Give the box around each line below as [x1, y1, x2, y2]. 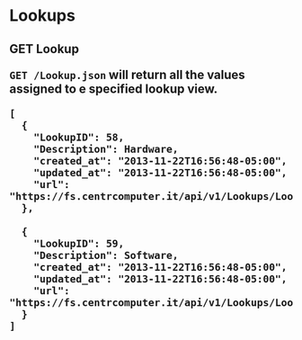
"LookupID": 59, [32, 237, 125, 250]
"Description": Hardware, [32, 142, 179, 156]
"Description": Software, [32, 248, 179, 262]
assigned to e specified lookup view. [9, 81, 218, 96]
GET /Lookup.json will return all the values [9, 67, 245, 82]
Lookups [9, 5, 76, 26]
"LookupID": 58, [32, 130, 125, 144]
